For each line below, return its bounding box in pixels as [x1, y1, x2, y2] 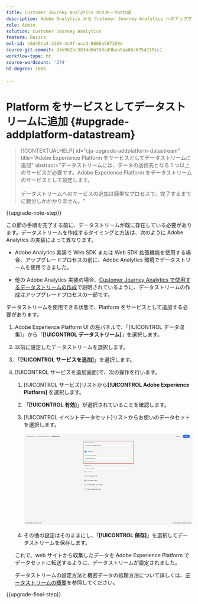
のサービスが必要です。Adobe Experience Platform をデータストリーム [20, 169, 192, 176]
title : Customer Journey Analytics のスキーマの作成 [6, 9, 132, 15]
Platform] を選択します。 [23, 389, 85, 396]
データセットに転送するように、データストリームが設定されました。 [14, 559, 180, 566]
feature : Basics [6, 34, 46, 41]
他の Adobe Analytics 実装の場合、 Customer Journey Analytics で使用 [14, 276, 186, 283]
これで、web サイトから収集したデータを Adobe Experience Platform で [14, 551, 190, 558]
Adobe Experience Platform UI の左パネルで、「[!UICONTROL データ [14, 324, 180, 331]
